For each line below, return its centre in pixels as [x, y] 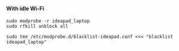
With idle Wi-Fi [25, 8]
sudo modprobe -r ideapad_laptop [48, 21]
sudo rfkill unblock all [37, 26]
